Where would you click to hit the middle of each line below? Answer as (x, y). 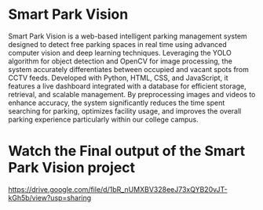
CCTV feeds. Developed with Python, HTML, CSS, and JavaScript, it (119, 78)
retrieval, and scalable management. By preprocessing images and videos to (132, 94)
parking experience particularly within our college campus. (103, 119)
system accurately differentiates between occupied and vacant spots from (129, 69)
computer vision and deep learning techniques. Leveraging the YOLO (120, 52)
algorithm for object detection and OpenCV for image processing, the (121, 61)
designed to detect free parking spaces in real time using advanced (118, 44)
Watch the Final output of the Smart (127, 151)
